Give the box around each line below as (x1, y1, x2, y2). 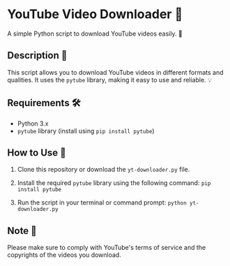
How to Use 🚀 (7, 147, 66, 158)
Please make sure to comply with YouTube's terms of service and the (7, 244, 206, 252)
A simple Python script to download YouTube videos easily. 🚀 (7, 29, 183, 38)
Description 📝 (7, 50, 68, 61)
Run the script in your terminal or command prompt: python (17, 198, 187, 207)
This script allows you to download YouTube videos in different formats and (7, 68, 224, 76)
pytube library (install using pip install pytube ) (17, 126, 155, 135)
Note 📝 (7, 225, 37, 237)
